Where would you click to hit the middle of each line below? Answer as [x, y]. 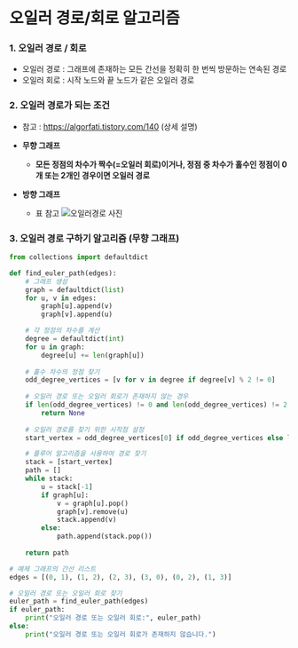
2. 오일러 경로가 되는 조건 [60, 106]
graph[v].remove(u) [92, 511]
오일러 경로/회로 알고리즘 [94, 18]
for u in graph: [55, 347]
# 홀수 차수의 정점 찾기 [63, 372]
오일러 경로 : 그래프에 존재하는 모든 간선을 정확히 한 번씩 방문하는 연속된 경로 [154, 69]
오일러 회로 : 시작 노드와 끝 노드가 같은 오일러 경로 [108, 80]
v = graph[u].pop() [92, 503]
